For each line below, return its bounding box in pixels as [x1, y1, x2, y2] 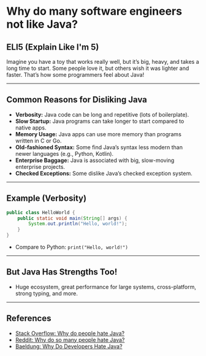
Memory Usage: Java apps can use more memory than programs [15, 130, 182, 137]
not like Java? [6, 17, 78, 31]
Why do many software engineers [6, 4, 183, 18]
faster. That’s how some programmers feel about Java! [6, 71, 145, 78]
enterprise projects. [15, 163, 66, 170]
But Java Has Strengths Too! [6, 267, 118, 277]
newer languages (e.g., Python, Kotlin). [15, 150, 114, 157]
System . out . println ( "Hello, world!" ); [28, 221, 128, 227]
